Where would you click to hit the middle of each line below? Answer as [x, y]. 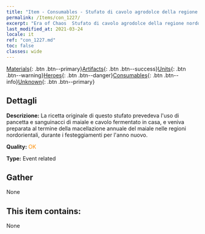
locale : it [20, 35]
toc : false [20, 46]
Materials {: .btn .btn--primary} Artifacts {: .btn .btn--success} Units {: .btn [96, 69]
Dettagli [22, 101]
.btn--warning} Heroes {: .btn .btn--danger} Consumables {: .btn [85, 75]
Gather [20, 177]
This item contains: [44, 211]
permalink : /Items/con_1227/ [43, 18]
